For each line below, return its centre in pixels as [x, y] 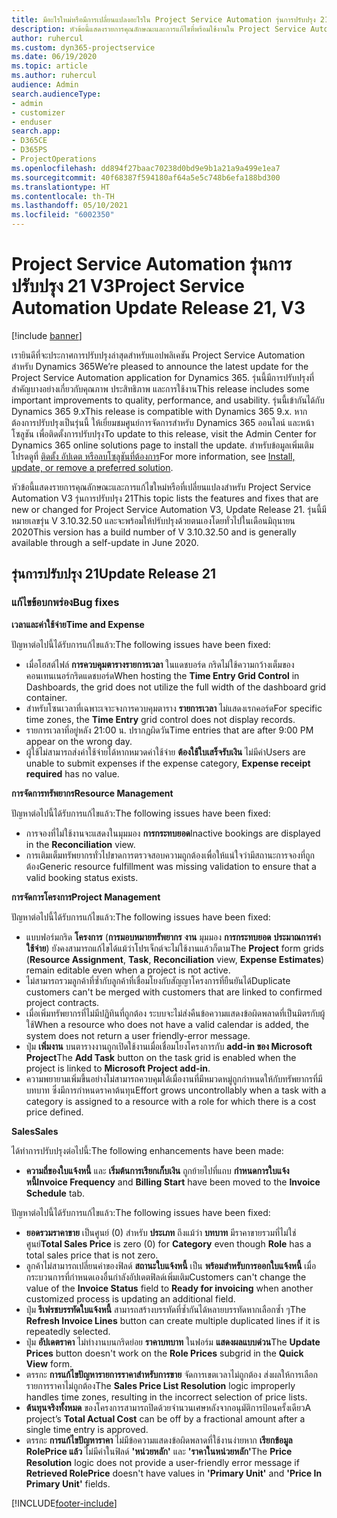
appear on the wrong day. [79, 741]
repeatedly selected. [68, 1331]
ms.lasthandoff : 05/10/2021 [70, 206]
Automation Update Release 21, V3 [158, 308]
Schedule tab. [55, 1193]
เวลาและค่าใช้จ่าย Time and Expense [78, 624]
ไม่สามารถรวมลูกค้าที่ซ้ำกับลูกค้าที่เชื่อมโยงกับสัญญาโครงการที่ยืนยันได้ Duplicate [158, 980]
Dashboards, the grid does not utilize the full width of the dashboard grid [176, 687]
